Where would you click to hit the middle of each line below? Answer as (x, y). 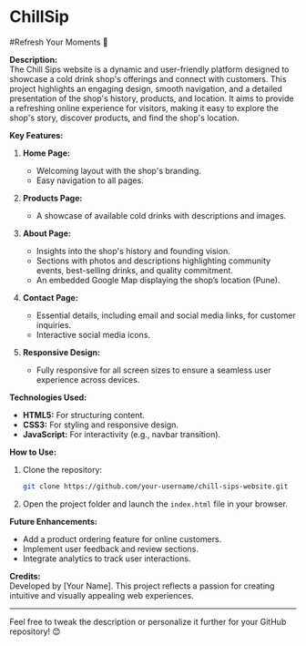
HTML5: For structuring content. (84, 415)
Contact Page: (51, 297)
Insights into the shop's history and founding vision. (133, 251)
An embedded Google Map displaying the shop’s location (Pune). (158, 280)
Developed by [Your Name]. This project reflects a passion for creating (142, 586)
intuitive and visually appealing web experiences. (102, 595)
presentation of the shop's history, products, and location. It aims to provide (152, 98)
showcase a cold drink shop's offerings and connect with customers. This (148, 78)
